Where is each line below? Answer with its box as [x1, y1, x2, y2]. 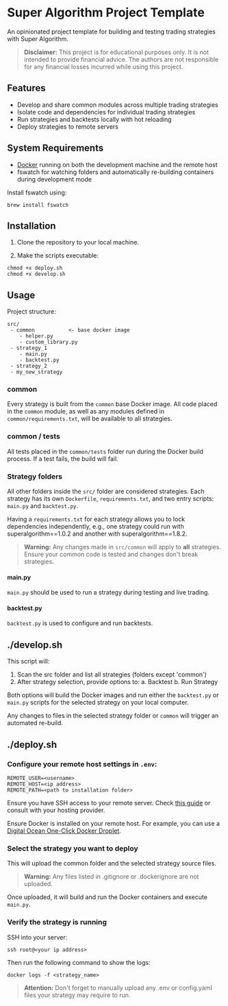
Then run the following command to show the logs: [7, 958, 151, 966]
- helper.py [19, 333, 53, 340]
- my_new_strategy [10, 368, 63, 376]
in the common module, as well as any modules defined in [7, 407, 164, 416]
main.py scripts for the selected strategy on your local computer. [7, 699, 189, 707]
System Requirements [7, 142, 104, 154]
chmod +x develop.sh [7, 271, 66, 278]
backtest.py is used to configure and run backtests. [7, 619, 153, 627]
